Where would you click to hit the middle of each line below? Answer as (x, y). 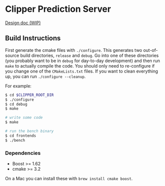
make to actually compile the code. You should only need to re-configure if (80, 66)
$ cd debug (16, 104)
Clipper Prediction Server (58, 9)
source (12, 55)
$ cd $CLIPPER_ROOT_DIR (30, 95)
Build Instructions (33, 38)
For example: (18, 86)
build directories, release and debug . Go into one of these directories (90, 55)
